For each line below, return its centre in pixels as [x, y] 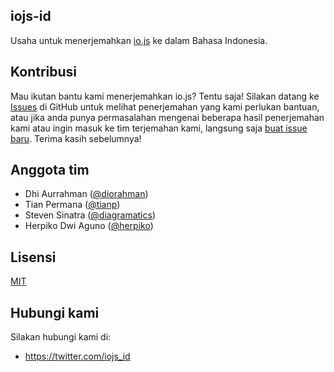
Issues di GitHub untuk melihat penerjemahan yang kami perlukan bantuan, [165, 106]
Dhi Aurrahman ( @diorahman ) [86, 194]
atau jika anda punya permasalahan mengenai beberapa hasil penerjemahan [167, 117]
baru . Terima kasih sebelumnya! [76, 138]
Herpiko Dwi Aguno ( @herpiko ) [89, 226]
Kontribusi [44, 72]
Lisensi [33, 257]
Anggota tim [50, 170]
